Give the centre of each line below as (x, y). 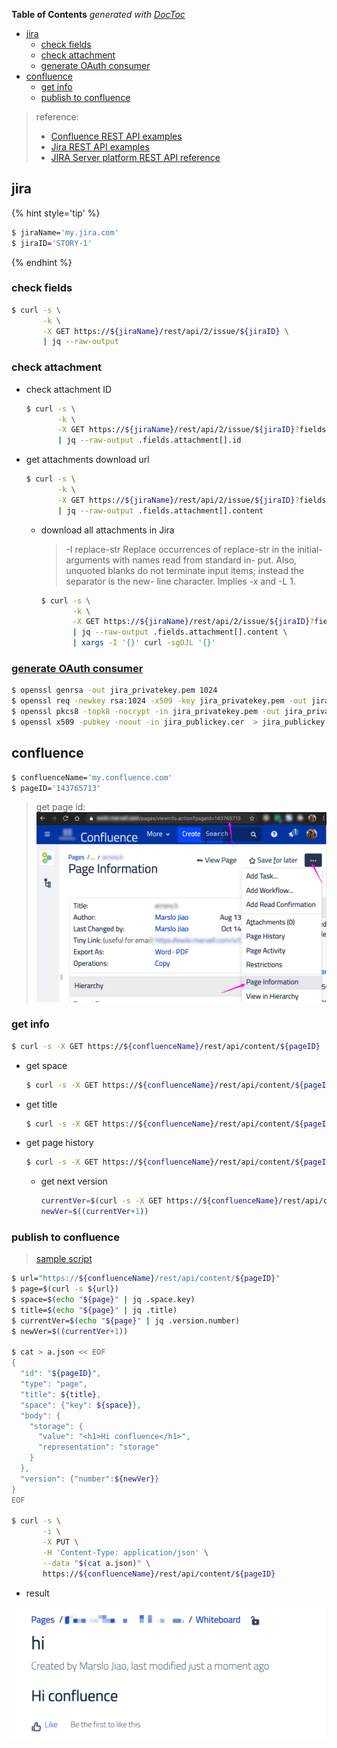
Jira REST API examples (100, 147)
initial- (310, 549)
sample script (64, 1259)
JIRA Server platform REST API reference (135, 157)
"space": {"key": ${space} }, (81, 1405)
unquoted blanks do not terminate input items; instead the (184, 570)
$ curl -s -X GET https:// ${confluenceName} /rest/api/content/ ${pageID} (166, 1046)
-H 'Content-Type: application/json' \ (125, 1553)
